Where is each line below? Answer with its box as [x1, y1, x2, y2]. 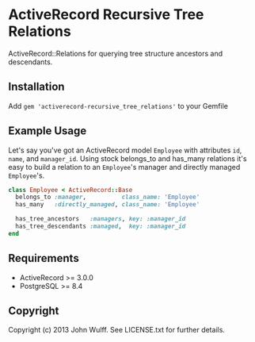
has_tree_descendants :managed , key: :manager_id [15, 222, 186, 231]
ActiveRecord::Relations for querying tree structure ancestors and [8, 48, 223, 58]
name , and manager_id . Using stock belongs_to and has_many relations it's [8, 153, 247, 163]
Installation [8, 80, 65, 94]
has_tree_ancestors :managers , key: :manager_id [15, 215, 186, 223]
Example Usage [8, 125, 87, 138]
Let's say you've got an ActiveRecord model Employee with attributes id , [8, 145, 242, 155]
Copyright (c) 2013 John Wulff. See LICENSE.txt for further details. [8, 325, 226, 335]
